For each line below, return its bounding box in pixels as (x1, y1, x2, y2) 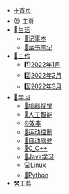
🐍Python (23, 171, 49, 179)
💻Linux (23, 161, 46, 169)
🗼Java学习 (23, 152, 55, 161)
